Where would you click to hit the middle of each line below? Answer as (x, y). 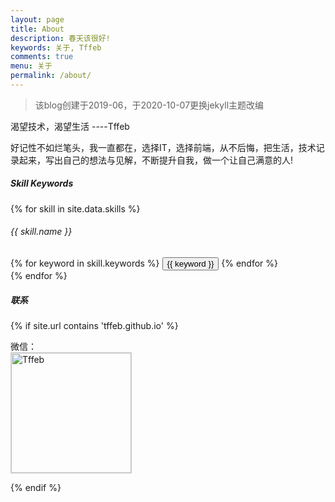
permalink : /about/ (51, 76)
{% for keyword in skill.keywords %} (85, 263)
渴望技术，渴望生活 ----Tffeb (70, 126)
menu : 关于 (31, 66)
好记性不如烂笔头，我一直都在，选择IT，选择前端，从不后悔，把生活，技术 (163, 147)
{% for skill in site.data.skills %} (75, 208)
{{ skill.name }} (41, 232)
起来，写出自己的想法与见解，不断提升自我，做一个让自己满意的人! (156, 160)
